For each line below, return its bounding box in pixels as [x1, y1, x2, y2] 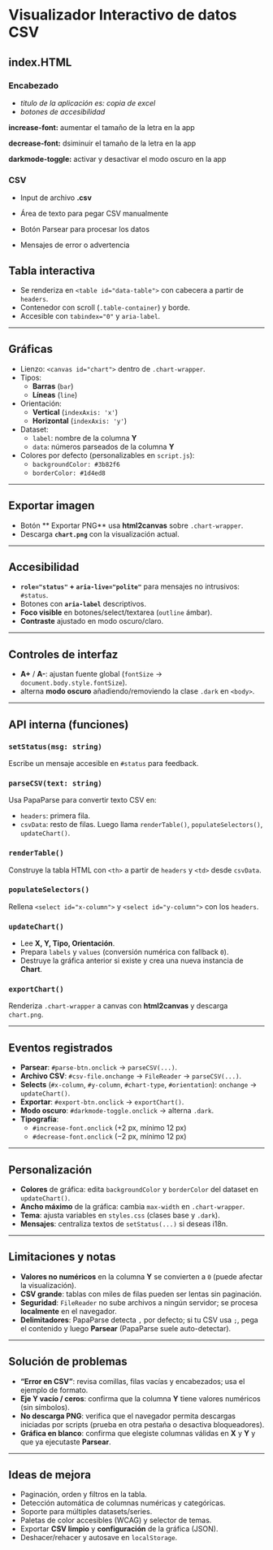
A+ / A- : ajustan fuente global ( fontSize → [19, 669, 162, 679]
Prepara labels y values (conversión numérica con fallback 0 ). [19, 947, 229, 957]
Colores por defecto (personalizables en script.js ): [19, 450, 195, 460]
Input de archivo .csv [19, 193, 92, 202]
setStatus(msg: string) [8, 742, 103, 751]
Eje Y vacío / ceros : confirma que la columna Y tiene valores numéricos [19, 1393, 262, 1404]
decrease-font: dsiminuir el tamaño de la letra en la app [8, 138, 197, 148]
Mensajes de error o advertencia [19, 240, 130, 250]
